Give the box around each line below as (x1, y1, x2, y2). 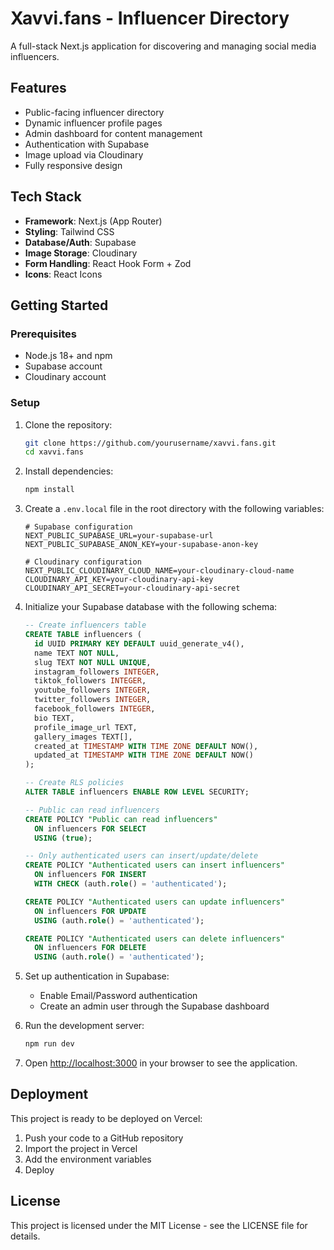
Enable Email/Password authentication (39, 990, 198, 1002)
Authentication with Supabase (24, 138, 150, 150)
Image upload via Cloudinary (24, 148, 144, 161)
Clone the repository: (24, 418, 113, 431)
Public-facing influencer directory (24, 106, 165, 118)
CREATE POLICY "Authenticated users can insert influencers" (24, 860, 286, 871)
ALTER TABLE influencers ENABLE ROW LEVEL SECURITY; (24, 787, 250, 797)
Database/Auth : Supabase (24, 236, 137, 248)
